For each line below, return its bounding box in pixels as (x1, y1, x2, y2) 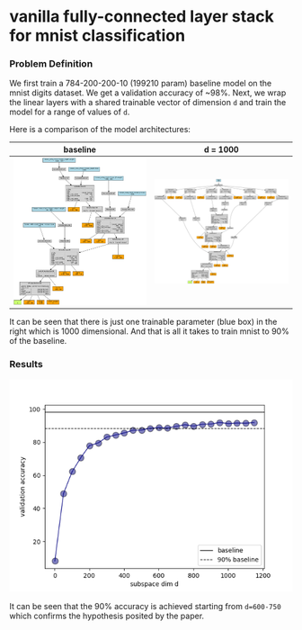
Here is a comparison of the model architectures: (9, 124, 191, 135)
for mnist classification (9, 25, 186, 46)
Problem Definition (9, 58, 93, 70)
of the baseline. (9, 336, 67, 346)
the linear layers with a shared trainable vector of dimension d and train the (9, 97, 287, 108)
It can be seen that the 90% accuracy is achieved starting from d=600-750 (9, 600, 281, 611)
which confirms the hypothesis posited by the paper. (9, 610, 205, 621)
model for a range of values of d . (9, 106, 130, 118)
